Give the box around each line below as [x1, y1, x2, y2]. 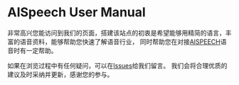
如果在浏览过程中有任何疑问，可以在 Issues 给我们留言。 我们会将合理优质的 [7, 61, 228, 69]
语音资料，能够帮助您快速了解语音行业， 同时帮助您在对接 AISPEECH [19, 37, 221, 46]
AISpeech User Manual [7, 4, 146, 21]
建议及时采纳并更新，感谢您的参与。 [7, 70, 114, 79]
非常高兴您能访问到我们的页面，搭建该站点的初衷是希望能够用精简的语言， [7, 28, 225, 37]
